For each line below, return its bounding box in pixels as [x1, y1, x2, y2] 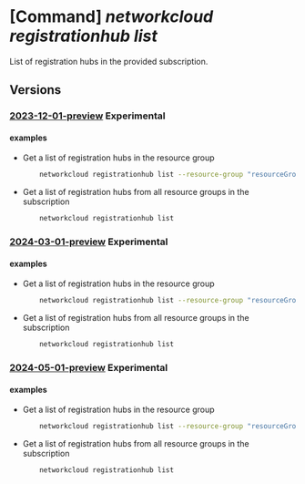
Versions [9, 82, 62, 98]
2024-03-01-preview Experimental [9, 235, 168, 248]
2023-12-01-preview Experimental [9, 109, 166, 122]
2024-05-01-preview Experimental [9, 362, 168, 374]
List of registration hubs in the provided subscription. [9, 56, 208, 67]
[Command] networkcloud [9, 6, 214, 27]
